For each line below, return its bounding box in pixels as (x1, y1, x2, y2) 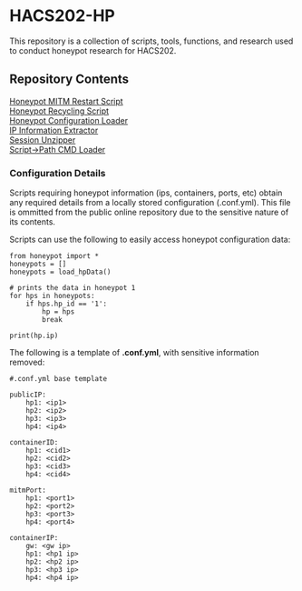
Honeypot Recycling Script (9, 105, 110, 116)
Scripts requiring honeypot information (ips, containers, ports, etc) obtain (9, 187, 283, 198)
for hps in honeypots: (9, 292, 95, 301)
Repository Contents (9, 72, 130, 87)
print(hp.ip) (9, 331, 59, 341)
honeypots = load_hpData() (9, 267, 112, 277)
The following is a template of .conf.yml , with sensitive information (9, 347, 260, 358)
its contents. (9, 216, 56, 227)
